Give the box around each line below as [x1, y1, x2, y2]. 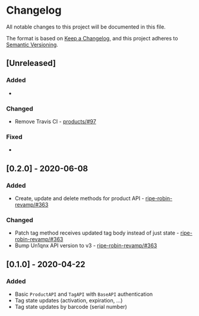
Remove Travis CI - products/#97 [14, 118, 96, 125]
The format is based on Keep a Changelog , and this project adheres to [6, 34, 178, 42]
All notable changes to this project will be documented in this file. [6, 23, 166, 30]
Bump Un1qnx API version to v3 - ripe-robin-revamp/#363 [14, 242, 157, 249]
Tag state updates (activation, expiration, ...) [14, 296, 123, 304]
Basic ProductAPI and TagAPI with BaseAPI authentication [14, 290, 153, 298]
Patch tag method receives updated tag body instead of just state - [14, 229, 179, 236]
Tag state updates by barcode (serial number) [14, 303, 128, 310]
